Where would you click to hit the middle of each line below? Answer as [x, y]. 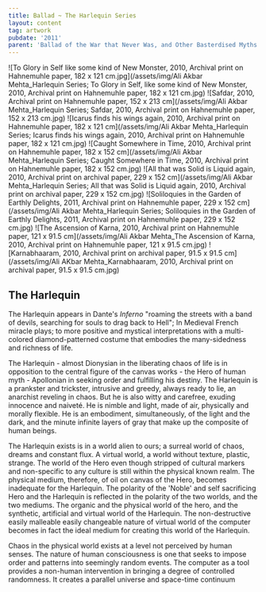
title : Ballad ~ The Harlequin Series [72, 15]
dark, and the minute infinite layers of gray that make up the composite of [128, 422]
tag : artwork [30, 30]
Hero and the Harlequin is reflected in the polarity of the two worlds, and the [133, 496]
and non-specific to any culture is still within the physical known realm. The [132, 471]
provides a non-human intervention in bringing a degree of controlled [121, 571]
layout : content [35, 23]
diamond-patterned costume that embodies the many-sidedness [141, 339]
